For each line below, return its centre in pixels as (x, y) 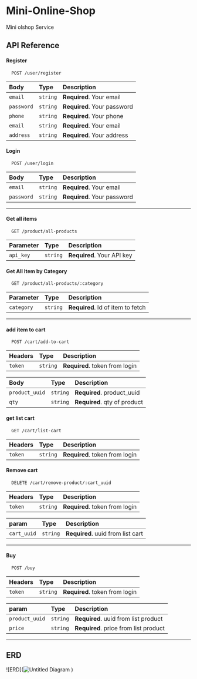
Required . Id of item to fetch (107, 308)
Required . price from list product (120, 628)
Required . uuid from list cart (104, 533)
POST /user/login (33, 163)
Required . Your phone (93, 116)
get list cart (21, 418)
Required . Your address (95, 135)
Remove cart (22, 470)
